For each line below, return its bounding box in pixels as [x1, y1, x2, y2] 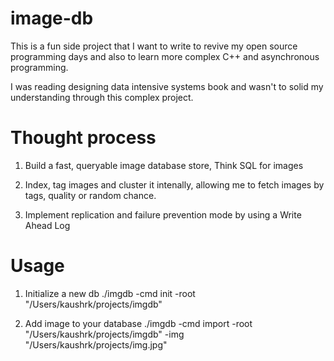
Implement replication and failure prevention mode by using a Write [24, 208, 302, 221]
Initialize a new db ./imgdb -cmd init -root [24, 287, 196, 299]
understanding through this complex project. [10, 91, 194, 103]
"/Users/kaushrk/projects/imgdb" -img [24, 328, 185, 340]
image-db [10, 7, 94, 30]
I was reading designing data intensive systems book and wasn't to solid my [10, 80, 324, 92]
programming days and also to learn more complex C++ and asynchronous [10, 50, 320, 62]
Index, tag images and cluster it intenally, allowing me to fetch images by [24, 178, 325, 191]
